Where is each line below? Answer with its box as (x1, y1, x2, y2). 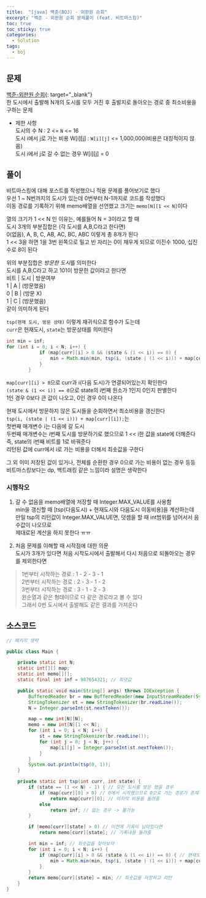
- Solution (12, 37, 40, 44)
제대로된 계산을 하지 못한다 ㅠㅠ (15, 529, 91, 536)
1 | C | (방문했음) (6, 297, 46, 305)
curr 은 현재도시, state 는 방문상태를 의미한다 (6, 326, 113, 334)
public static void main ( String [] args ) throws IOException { (17, 687, 180, 694)
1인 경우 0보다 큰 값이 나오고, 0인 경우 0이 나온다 (6, 394, 123, 401)
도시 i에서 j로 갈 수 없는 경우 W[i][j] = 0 (15, 150, 109, 157)
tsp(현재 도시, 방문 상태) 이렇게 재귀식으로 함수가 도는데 (6, 318, 140, 326)
